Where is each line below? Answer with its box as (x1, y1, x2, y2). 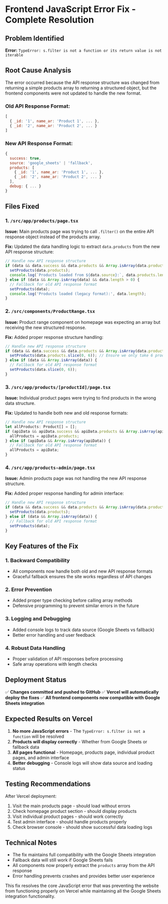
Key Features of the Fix (5, 542, 78, 550)
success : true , (9, 156, 41, 161)
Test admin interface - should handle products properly (12, 818, 127, 824)
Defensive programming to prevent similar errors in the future (12, 603, 139, 609)
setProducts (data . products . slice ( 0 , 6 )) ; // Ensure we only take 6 (9, 353, 153, 358)
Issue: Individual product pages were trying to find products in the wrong (5, 395, 156, 401)
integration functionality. (5, 893, 55, 899)
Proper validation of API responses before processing (12, 656, 123, 662)
